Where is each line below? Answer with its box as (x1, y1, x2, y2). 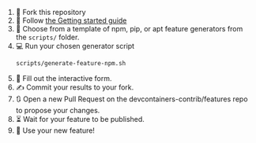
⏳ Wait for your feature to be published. (15, 114, 145, 123)
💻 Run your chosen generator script (15, 42, 135, 50)
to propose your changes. (15, 105, 100, 115)
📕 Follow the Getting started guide (15, 16, 127, 25)
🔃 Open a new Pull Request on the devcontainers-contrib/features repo (15, 94, 248, 104)
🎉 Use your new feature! (15, 126, 95, 135)
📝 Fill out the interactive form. (15, 73, 112, 82)
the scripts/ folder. (15, 32, 80, 42)
